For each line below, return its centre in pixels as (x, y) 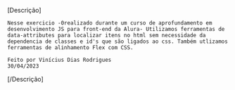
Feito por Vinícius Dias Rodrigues (59, 60)
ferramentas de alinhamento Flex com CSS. (70, 48)
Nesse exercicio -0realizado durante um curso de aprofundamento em (110, 23)
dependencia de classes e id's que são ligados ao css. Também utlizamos (118, 41)
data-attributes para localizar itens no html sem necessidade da (107, 35)
